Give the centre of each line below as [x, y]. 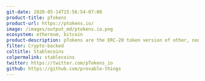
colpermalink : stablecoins [41, 57]
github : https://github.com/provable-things [64, 69]
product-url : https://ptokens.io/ [50, 23]
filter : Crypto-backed [35, 46]
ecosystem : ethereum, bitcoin [45, 35]
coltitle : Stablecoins [35, 52]
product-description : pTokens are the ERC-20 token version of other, [98, 40]
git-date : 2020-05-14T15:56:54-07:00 [54, 12]
